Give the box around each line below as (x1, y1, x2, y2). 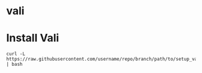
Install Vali (6, 31, 60, 45)
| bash (6, 61, 23, 68)
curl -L (6, 51, 26, 57)
